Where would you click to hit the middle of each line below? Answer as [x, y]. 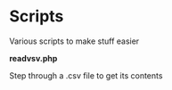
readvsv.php [33, 58]
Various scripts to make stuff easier [74, 41]
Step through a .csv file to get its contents [86, 75]
